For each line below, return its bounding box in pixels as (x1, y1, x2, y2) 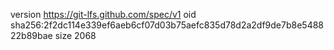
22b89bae (10, 30, 53, 41)
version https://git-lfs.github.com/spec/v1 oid (10, 9, 197, 20)
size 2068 (54, 30, 97, 41)
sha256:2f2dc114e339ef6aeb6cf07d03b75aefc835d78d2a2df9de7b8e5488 (10, 19, 325, 31)
